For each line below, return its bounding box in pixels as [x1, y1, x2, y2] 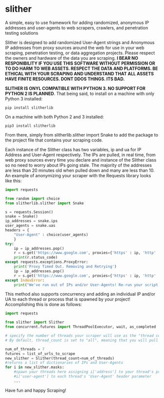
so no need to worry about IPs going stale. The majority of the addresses [5, 162, 152, 168]
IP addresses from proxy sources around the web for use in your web [5, 45, 144, 50]
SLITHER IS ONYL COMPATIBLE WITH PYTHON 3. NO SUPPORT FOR [5, 85, 145, 91]
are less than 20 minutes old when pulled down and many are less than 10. [5, 167, 155, 173]
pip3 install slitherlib [5, 123, 56, 128]
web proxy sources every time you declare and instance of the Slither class [5, 157, 157, 163]
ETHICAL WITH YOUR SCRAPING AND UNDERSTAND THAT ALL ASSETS [5, 70, 154, 76]
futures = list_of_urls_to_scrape [5, 351, 76, 356]
